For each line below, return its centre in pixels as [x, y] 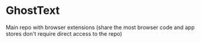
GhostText [33, 11]
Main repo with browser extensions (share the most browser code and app [100, 27]
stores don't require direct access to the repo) [64, 33]
